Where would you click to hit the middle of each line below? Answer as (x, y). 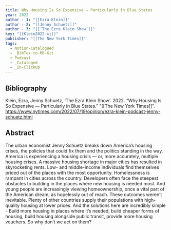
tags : (11, 44)
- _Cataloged (24, 63)
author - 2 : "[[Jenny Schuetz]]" (41, 24)
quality (13, 205)
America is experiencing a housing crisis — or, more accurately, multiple (82, 156)
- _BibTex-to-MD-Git (32, 53)
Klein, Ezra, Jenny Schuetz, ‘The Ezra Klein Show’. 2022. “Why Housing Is (83, 100)
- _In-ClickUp (25, 67)
